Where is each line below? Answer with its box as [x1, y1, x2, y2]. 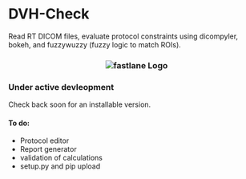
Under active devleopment [8, 81, 115, 92]
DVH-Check [8, 5, 90, 23]
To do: [8, 118, 30, 128]
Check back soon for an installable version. [8, 100, 151, 109]
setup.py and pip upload [19, 161, 101, 171]
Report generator [19, 144, 78, 154]
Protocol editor [19, 136, 70, 145]
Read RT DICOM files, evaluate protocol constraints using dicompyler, [8, 31, 239, 41]
